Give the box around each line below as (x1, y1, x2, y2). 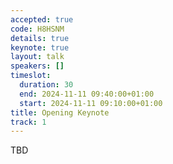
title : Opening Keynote (10, 107, 110, 118)
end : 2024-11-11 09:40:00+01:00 (19, 89, 155, 99)
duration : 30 (19, 80, 74, 90)
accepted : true (10, 14, 74, 25)
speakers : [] (10, 61, 65, 71)
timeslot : (10, 71, 52, 81)
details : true (10, 33, 70, 43)
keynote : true (10, 42, 70, 53)
